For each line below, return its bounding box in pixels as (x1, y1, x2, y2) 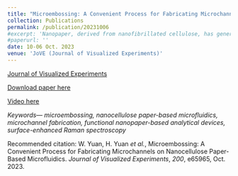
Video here (7, 97, 40, 105)
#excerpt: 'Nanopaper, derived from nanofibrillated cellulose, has (7, 30, 214, 38)
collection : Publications (7, 17, 84, 24)
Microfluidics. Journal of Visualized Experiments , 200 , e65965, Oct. (27, 154, 226, 163)
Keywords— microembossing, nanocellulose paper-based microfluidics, (7, 111, 218, 119)
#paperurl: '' (7, 37, 50, 44)
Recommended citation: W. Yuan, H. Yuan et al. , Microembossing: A (7, 139, 205, 148)
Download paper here (7, 83, 71, 92)
